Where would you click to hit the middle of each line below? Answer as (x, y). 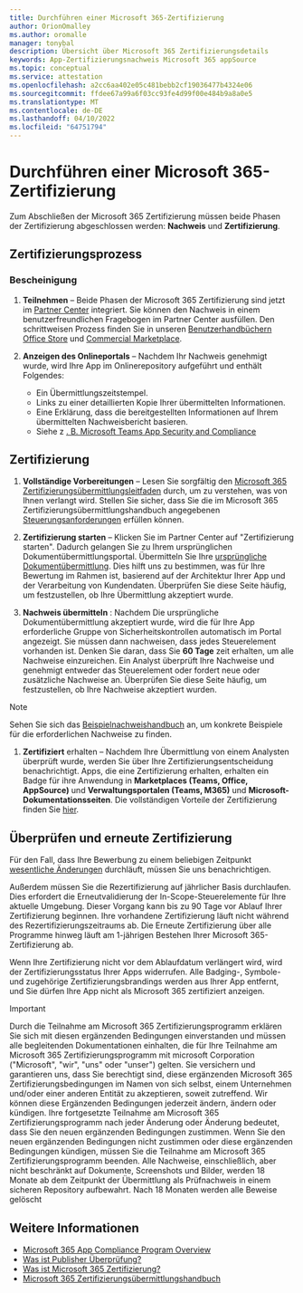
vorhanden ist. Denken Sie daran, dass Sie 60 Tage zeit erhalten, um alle (158, 651)
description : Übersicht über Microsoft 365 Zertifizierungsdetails (139, 52)
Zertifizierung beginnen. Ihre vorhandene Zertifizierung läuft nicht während (149, 916)
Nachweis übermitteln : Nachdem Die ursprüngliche (120, 613)
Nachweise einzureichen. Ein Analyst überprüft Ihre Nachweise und (148, 661)
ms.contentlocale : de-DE (56, 110)
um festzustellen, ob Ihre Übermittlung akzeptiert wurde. (128, 595)
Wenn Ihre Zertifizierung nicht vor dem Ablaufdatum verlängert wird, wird (146, 963)
